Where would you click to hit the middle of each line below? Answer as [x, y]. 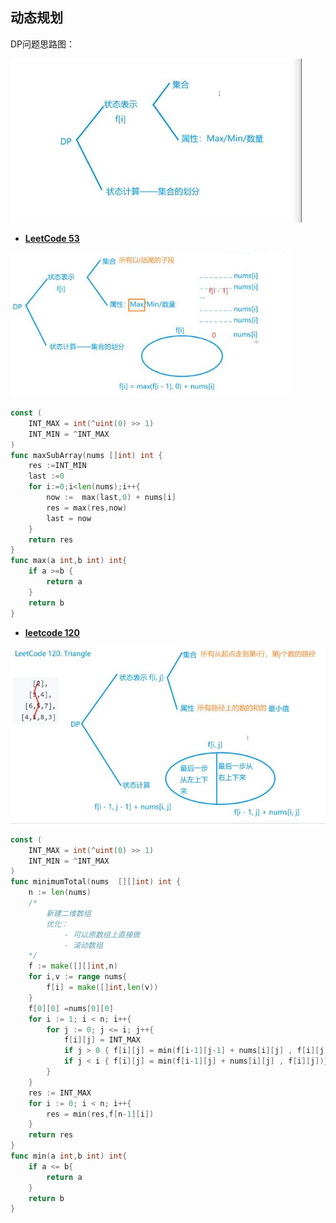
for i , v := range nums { [78, 977]
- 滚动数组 [83, 945]
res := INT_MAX [60, 1093]
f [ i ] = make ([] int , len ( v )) [102, 988]
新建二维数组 [69, 913]
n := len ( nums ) [60, 893]
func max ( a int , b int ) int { [69, 561]
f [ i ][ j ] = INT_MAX [102, 1040]
